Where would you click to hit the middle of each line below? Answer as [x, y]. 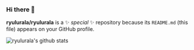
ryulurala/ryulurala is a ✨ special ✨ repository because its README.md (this [97, 23]
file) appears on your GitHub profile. [50, 29]
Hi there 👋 [21, 10]
